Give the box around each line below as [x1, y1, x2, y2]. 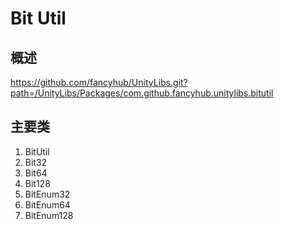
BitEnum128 [24, 209, 74, 221]
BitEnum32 [24, 188, 71, 200]
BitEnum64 [24, 198, 71, 211]
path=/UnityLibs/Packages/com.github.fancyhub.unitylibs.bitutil [10, 87, 274, 99]
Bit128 [24, 177, 51, 189]
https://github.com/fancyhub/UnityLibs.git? [10, 77, 188, 88]
